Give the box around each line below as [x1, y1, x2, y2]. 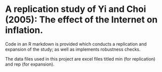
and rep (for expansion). [5, 61, 54, 67]
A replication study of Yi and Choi [5, 3, 146, 15]
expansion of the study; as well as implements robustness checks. [5, 46, 141, 52]
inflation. [5, 25, 43, 36]
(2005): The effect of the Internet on [5, 14, 158, 25]
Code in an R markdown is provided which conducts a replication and [5, 41, 147, 47]
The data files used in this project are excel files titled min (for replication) [5, 56, 156, 62]
